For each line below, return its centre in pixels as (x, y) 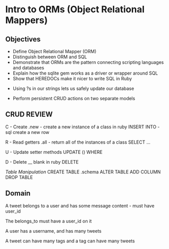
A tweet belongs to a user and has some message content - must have (80, 206)
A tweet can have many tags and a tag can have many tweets (70, 241)
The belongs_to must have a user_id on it (49, 221)
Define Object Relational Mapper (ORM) (54, 51)
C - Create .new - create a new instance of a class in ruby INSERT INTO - (82, 127)
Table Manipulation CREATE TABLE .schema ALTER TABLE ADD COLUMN (83, 172)
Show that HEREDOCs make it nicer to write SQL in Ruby (72, 78)
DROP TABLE (19, 177)
